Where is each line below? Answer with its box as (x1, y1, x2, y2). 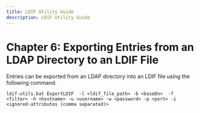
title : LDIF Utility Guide (6, 8, 74, 15)
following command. (6, 79, 57, 87)
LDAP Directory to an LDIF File (6, 53, 159, 67)
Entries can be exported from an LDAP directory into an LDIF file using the (6, 73, 190, 80)
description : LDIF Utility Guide (6, 14, 90, 20)
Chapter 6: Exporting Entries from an (6, 40, 195, 54)
